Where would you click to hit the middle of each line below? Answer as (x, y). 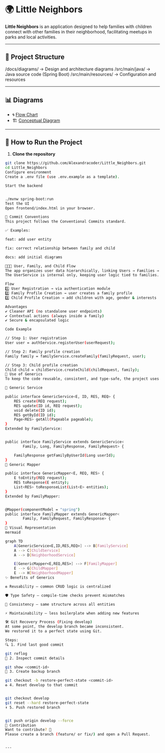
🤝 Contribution (21, 725)
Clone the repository (34, 154)
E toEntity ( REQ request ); (41, 478)
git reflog (16, 654)
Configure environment (28, 172)
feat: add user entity (28, 239)
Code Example (18, 329)
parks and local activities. (31, 37)
